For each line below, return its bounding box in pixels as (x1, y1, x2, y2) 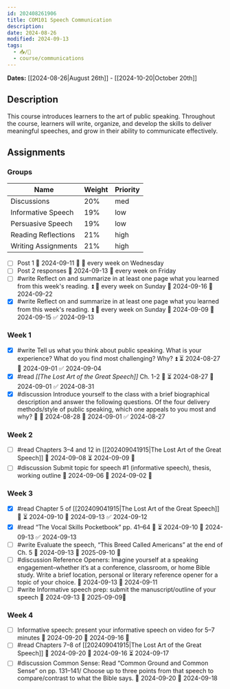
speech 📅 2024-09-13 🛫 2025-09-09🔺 (16, 593, 127, 601)
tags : (7, 42, 23, 49)
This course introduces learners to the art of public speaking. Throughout (7, 112, 215, 120)
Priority (114, 185, 140, 195)
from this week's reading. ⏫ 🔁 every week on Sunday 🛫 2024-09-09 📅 (16, 305, 215, 313)
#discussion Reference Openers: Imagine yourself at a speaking (16, 555, 199, 564)
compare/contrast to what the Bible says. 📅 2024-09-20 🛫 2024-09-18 (16, 674, 218, 682)
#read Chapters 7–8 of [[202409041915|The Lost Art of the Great (16, 641, 202, 649)
